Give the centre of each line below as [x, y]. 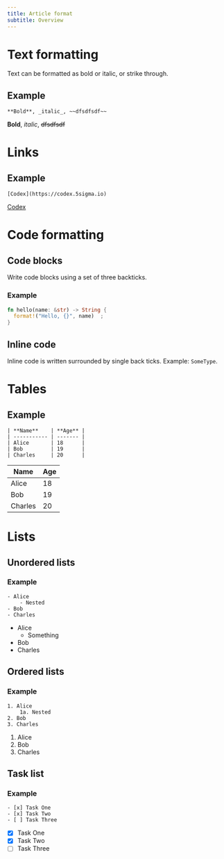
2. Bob [17, 718]
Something [43, 635]
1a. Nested [35, 712]
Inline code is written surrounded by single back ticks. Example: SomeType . [113, 361]
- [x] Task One [29, 808]
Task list [26, 773]
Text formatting [53, 55]
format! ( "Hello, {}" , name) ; [59, 316]
